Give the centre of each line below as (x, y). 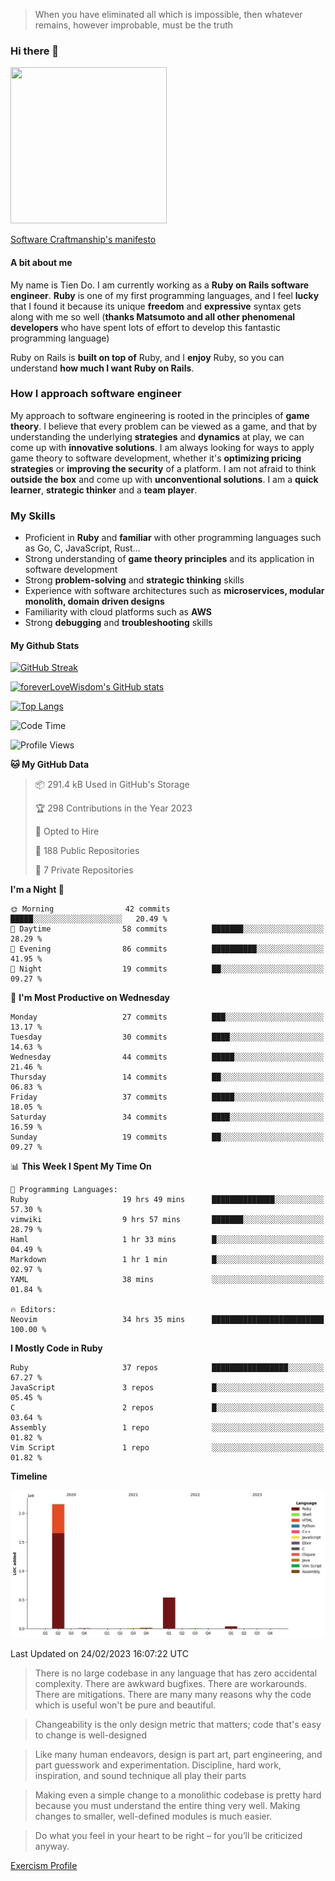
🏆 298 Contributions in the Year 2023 (113, 808)
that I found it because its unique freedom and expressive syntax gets (156, 306)
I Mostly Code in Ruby (56, 1348)
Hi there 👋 (35, 51)
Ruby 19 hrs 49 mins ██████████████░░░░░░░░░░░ (167, 1200)
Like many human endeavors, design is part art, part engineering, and (178, 1754)
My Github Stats (45, 645)
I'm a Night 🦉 (37, 890)
